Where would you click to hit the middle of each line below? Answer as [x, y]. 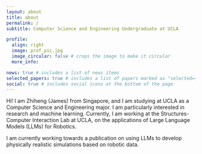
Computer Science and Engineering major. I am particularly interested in [95, 107]
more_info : [25, 62]
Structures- [175, 114]
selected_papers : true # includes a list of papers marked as [86, 78]
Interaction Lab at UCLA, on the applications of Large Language [111, 120]
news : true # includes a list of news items [63, 73]
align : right [28, 45]
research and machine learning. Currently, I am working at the [83, 114]
